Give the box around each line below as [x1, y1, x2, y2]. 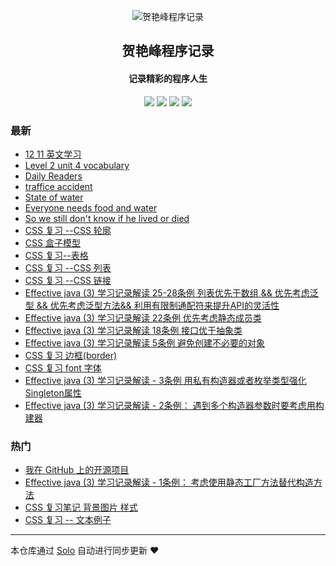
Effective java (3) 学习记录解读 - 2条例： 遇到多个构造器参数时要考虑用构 [24, 399, 325, 411]
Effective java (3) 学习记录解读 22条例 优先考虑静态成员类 [24, 311, 262, 324]
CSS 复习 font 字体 [24, 361, 102, 374]
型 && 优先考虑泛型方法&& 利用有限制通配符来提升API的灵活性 [24, 299, 280, 311]
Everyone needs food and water [24, 201, 158, 214]
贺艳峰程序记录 [121, 43, 215, 60]
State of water [24, 191, 84, 203]
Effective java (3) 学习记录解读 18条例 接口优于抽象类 [24, 324, 243, 336]
